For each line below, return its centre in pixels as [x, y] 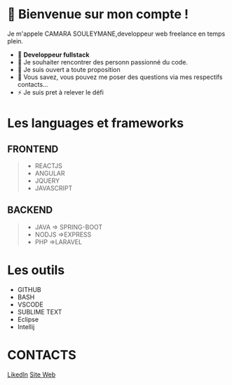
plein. [15, 41]
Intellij [26, 327]
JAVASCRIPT [54, 188]
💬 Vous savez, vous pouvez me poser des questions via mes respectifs [120, 77]
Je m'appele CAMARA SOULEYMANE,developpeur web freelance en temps [116, 34]
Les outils [36, 270]
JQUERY [47, 181]
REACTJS [49, 166]
